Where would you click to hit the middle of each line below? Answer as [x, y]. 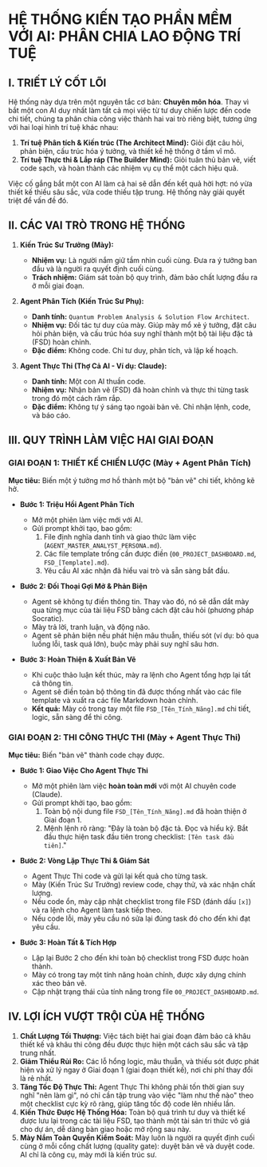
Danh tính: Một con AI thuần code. [88, 381]
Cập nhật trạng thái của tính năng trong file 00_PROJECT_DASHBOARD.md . [145, 992]
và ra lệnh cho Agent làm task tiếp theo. [97, 910]
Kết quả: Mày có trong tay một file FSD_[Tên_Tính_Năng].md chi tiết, [141, 709]
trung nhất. [38, 1053]
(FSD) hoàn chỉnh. [61, 342]
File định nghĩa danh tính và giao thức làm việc [120, 536]
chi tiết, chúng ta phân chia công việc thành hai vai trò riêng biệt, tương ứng [133, 119]
